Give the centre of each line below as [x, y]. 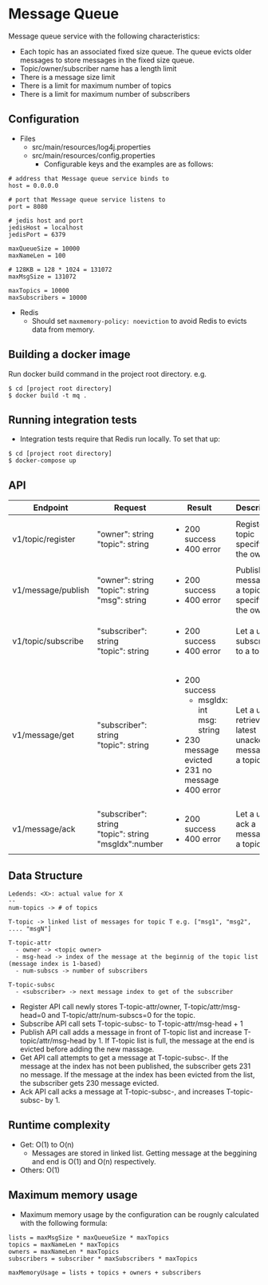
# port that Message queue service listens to [87, 200]
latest [246, 730]
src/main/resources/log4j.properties [91, 147]
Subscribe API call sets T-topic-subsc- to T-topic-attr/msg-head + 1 [131, 1024]
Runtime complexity [59, 1125]
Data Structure [46, 875]
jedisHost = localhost [46, 227]
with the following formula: [63, 1223]
